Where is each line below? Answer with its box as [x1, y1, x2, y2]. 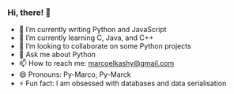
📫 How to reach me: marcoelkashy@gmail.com [18, 59, 175, 68]
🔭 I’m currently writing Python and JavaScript [18, 25, 167, 34]
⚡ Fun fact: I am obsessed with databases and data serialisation [18, 78, 227, 89]
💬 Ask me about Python [18, 50, 96, 60]
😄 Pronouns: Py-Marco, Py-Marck [18, 70, 131, 79]
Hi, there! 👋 [7, 7, 51, 18]
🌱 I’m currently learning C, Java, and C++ [18, 33, 154, 42]
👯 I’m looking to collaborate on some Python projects [18, 42, 191, 51]
